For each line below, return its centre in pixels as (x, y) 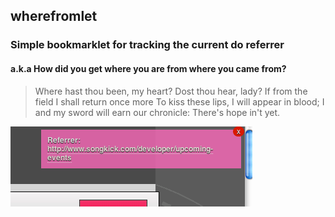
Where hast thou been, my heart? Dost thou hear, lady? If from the (171, 91)
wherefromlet (54, 16)
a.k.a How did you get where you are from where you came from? (148, 68)
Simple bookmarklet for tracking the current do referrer (147, 45)
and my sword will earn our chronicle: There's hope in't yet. (157, 112)
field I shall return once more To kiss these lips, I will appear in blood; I (179, 101)
